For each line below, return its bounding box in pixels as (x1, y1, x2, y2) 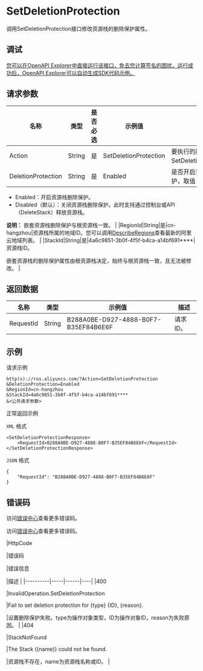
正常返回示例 (6, 410, 38, 417)
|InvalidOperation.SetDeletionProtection (6, 590, 105, 597)
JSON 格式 (6, 457, 30, 464)
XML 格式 (6, 423, 27, 430)
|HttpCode (6, 540, 33, 546)
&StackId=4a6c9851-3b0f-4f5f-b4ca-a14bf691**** (6, 392, 129, 398)
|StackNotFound (6, 634, 47, 641)
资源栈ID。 (6, 244, 33, 251)
